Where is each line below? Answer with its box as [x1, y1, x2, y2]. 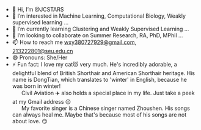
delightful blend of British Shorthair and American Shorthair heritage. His [12, 70, 196, 76]
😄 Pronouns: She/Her [12, 54, 68, 61]
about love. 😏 [12, 118, 48, 125]
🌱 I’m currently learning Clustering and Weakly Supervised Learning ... [12, 25, 189, 32]
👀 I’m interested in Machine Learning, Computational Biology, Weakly [12, 12, 186, 20]
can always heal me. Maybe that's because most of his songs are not [12, 111, 187, 118]
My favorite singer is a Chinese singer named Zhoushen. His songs [21, 104, 191, 112]
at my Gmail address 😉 [12, 98, 71, 105]
